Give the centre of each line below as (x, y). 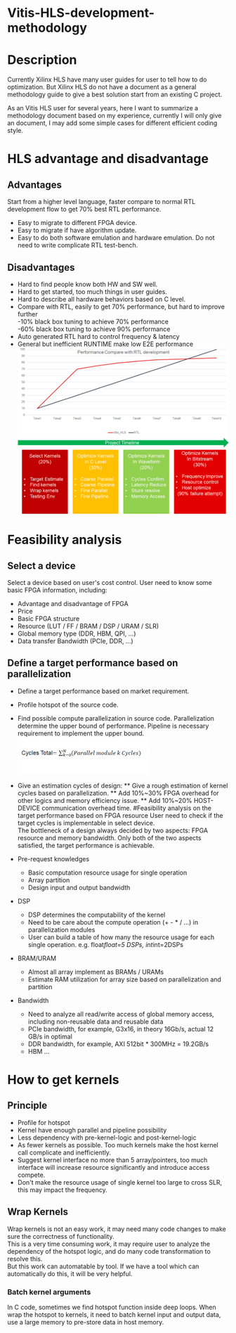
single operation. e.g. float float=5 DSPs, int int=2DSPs (106, 944)
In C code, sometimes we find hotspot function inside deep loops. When (112, 1307)
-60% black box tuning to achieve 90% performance (94, 329)
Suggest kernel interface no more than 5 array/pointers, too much (112, 1160)
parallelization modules (61, 929)
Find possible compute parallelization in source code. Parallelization (116, 718)
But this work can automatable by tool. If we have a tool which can (103, 1266)
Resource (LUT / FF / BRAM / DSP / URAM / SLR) (88, 626)
